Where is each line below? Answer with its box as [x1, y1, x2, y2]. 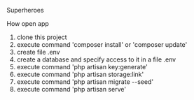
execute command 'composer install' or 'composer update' [16, 41, 188, 48]
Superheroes [6, 6, 44, 14]
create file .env [16, 48, 60, 56]
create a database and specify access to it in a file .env [16, 55, 176, 64]
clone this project [16, 33, 67, 41]
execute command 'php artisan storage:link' [16, 70, 144, 78]
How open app [6, 20, 50, 27]
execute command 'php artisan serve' [16, 85, 127, 93]
